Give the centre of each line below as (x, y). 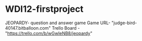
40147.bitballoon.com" (28, 28)
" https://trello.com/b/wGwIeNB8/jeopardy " (49, 33)
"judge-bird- (124, 23)
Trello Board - (66, 28)
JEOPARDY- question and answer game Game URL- (58, 23)
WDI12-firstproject (44, 9)
